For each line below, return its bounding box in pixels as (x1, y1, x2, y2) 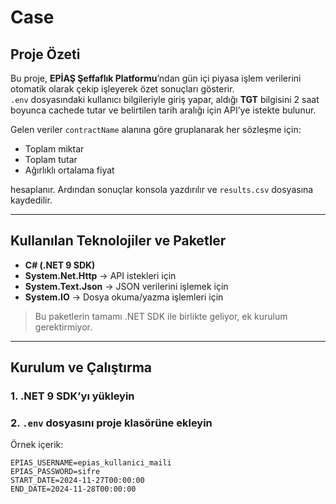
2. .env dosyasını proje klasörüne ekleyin (10, 416, 213, 430)
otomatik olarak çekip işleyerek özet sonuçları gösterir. (10, 83, 235, 95)
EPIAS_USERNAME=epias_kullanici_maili (10, 458, 172, 468)
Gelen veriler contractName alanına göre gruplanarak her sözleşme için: (10, 124, 302, 135)
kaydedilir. (10, 194, 53, 206)
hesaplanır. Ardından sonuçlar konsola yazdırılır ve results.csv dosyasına (10, 184, 314, 195)
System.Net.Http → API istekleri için (24, 269, 177, 281)
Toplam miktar (24, 143, 85, 155)
